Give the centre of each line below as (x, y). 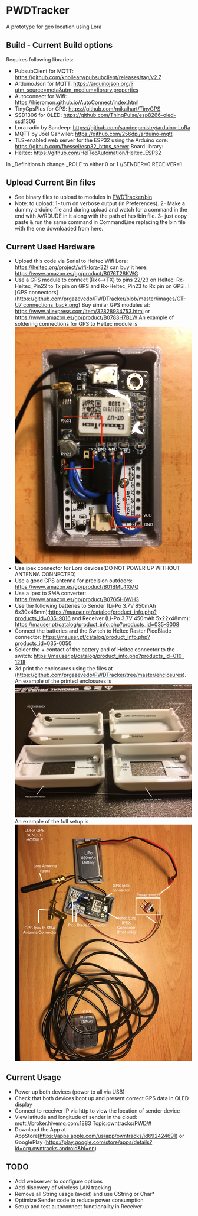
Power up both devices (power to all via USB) (70, 1092)
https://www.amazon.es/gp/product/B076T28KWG (76, 274)
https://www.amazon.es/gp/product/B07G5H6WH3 (77, 599)
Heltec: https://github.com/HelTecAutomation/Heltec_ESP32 (88, 153)
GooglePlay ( (30, 1142)
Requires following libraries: (40, 59)
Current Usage (34, 1077)
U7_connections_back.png (46, 305)
